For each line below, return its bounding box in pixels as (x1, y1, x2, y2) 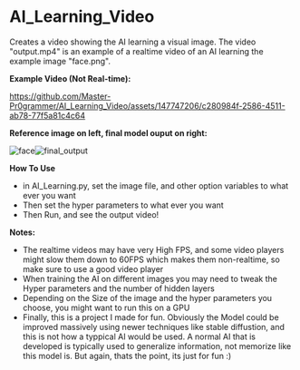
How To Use (9, 162, 56, 173)
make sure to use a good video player (22, 263, 164, 274)
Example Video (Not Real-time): (9, 73, 131, 83)
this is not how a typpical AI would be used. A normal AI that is (22, 331, 256, 342)
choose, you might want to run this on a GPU (22, 302, 190, 313)
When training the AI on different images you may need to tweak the (22, 273, 278, 284)
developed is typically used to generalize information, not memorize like (22, 340, 292, 351)
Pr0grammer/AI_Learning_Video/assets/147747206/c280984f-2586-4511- (9, 100, 285, 111)
